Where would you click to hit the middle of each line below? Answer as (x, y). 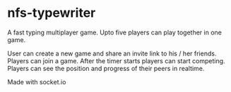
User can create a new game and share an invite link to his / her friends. (112, 53)
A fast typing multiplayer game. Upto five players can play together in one (115, 32)
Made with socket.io (37, 81)
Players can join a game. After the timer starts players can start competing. (116, 60)
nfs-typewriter (52, 13)
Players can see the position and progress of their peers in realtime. (106, 68)
